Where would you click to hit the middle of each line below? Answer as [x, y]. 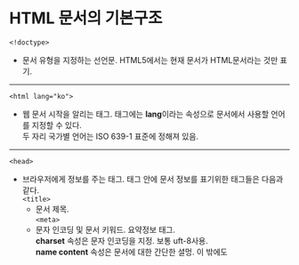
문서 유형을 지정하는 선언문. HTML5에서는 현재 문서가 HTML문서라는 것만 [150, 60]
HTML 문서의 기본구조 [86, 18]
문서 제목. [52, 209]
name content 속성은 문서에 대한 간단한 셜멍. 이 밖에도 [132, 252]
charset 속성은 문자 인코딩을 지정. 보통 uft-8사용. [121, 240]
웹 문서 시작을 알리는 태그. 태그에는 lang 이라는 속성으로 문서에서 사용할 [145, 114]
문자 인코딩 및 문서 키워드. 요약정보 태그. [105, 229]
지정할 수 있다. [57, 124]
